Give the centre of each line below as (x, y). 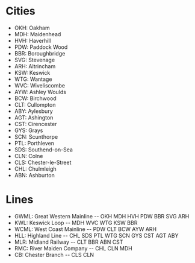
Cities (20, 11)
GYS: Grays (29, 130)
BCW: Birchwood (35, 98)
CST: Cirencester (36, 124)
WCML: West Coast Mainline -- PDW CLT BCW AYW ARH (85, 229)
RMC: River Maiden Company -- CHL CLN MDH (73, 248)
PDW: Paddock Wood (41, 47)
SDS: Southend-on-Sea (44, 150)
